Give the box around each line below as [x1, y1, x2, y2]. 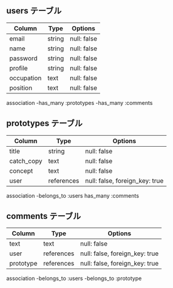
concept [9, 166, 33, 175]
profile [9, 64, 29, 72]
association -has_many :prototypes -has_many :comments [6, 99, 153, 106]
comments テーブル [6, 211, 81, 221]
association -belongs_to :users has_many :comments [6, 192, 140, 199]
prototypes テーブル [6, 118, 83, 129]
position [9, 84, 32, 92]
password [9, 54, 38, 62]
